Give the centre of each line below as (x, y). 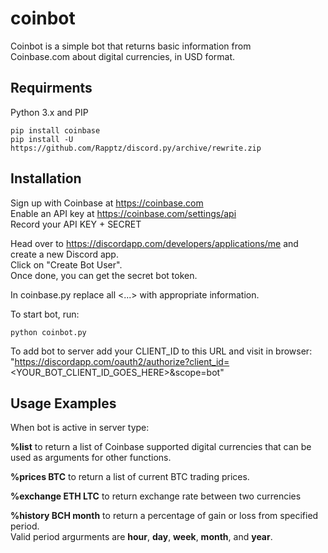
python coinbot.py (48, 332)
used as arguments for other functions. (91, 458)
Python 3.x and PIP (49, 112)
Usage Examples (63, 403)
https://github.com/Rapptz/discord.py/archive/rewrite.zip (136, 148)
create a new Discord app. (64, 254)
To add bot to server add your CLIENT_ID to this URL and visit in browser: (161, 351)
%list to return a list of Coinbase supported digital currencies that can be (161, 447)
